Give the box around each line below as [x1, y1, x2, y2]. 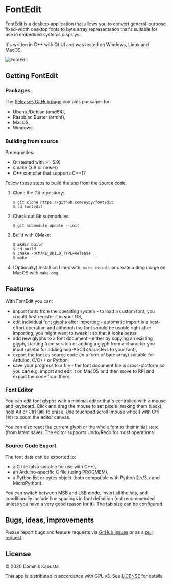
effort [12, 324, 25, 331]
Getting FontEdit [5, 72, 59, 80]
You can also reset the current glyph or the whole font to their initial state [5, 424, 159, 430]
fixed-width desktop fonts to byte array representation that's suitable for [5, 26, 158, 32]
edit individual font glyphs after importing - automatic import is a [12, 319, 149, 325]
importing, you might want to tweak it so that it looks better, [12, 330, 138, 336]
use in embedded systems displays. [5, 31, 81, 37]
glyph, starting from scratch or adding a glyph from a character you [12, 340, 155, 347]
